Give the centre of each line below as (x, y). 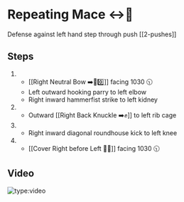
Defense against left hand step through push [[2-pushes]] (92, 34)
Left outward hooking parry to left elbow (87, 92)
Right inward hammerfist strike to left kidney (93, 100)
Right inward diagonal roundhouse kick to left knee (103, 133)
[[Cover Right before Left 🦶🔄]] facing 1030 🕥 (94, 148)
